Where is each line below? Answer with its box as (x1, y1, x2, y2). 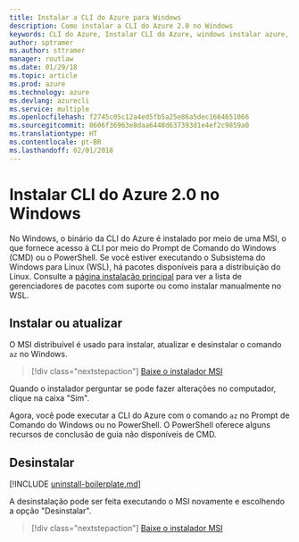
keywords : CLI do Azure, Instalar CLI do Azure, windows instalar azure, (9, 29, 290, 38)
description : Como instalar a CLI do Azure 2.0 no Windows (9, 21, 234, 30)
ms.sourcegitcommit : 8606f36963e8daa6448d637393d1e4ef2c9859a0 (9, 121, 250, 130)
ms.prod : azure (9, 79, 66, 88)
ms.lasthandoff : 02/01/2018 (9, 146, 114, 154)
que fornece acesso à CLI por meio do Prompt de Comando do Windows (9, 242, 277, 253)
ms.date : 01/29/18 (9, 63, 78, 72)
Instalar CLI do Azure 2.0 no (9, 184, 220, 204)
